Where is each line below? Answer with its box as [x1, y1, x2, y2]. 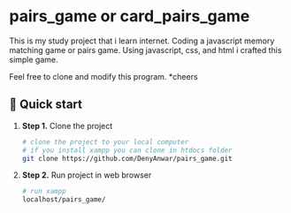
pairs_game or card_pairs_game [9, 6, 250, 27]
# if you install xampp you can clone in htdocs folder [21, 146, 233, 155]
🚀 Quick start [9, 97, 82, 112]
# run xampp [21, 187, 66, 196]
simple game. [9, 54, 59, 65]
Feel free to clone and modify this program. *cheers [9, 71, 198, 81]
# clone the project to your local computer [21, 137, 189, 147]
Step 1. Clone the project [21, 120, 113, 131]
